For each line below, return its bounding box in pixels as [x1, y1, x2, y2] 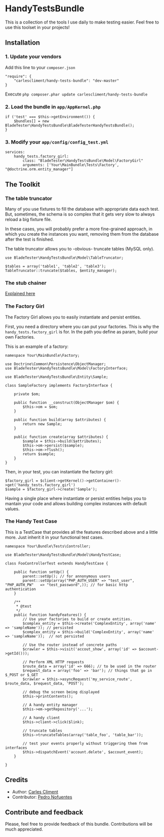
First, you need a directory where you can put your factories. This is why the [5, 323, 159, 329]
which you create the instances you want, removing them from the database [5, 231, 159, 237]
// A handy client [23, 715, 60, 720]
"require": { [5, 74, 32, 79]
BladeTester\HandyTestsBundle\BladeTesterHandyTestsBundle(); [5, 123, 135, 128]
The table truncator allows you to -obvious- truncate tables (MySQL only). [5, 246, 155, 251]
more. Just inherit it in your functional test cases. [5, 534, 104, 540]
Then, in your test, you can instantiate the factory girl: [5, 468, 114, 474]
